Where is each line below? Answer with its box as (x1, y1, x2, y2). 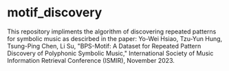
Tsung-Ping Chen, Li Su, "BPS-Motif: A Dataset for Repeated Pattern (7, 42, 201, 50)
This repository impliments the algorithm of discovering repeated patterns (7, 27, 217, 35)
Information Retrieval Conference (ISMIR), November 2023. (7, 56, 175, 64)
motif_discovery (7, 5, 102, 20)
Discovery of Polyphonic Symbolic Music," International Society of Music (7, 49, 214, 57)
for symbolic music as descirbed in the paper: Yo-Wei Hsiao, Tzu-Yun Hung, (7, 34, 223, 42)
